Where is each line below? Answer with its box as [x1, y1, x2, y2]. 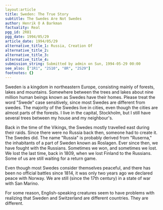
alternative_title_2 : [5, 48, 49, 53]
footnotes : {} [5, 71, 34, 76]
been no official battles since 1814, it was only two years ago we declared [5, 170, 153, 176]
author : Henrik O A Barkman [5, 20, 62, 26]
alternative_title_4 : [5, 57, 49, 62]
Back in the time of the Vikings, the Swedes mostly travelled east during [5, 124, 150, 130]
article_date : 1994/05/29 [5, 39, 58, 44]
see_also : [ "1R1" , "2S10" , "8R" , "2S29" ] [5, 66, 91, 71]
